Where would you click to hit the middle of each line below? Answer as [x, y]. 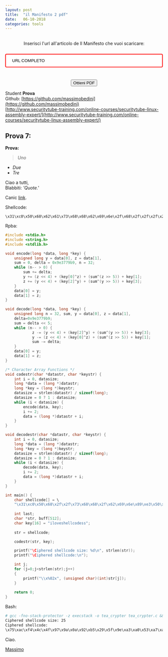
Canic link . [16, 198]
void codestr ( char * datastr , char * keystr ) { [53, 374]
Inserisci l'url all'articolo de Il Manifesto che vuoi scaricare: [84, 44]
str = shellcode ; [32, 532]
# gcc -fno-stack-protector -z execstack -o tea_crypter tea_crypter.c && [85, 616]
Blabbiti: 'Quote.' [22, 188]
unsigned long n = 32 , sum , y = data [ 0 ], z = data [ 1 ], [72, 314]
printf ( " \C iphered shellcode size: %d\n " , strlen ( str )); [75, 551]
